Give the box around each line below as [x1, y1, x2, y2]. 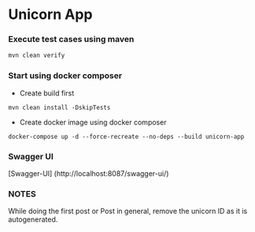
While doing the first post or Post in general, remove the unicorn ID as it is [8, 207, 248, 216]
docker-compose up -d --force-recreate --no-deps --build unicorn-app [8, 133, 245, 140]
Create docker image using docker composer [19, 117, 167, 127]
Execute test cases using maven [8, 34, 135, 45]
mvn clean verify [8, 51, 65, 60]
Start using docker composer [8, 70, 123, 81]
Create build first [19, 88, 75, 98]
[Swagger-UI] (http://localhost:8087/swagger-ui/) [8, 168, 169, 178]
